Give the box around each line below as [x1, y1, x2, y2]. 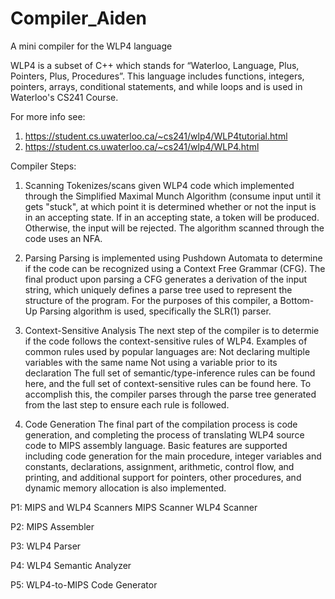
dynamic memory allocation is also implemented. [24, 482, 227, 494]
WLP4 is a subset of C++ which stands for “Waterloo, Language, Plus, [10, 59, 300, 71]
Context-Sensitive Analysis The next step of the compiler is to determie [24, 324, 320, 336]
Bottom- [279, 294, 315, 306]
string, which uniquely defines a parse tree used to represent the [24, 283, 293, 296]
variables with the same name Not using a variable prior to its [24, 356, 278, 368]
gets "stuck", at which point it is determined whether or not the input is [24, 200, 317, 212]
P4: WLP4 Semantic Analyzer [10, 559, 132, 571]
